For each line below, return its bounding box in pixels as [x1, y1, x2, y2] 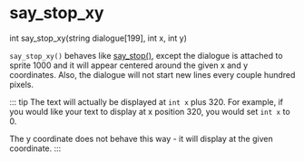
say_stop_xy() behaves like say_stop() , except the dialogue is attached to [9, 50, 283, 61]
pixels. [9, 79, 34, 90]
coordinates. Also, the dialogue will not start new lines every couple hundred [9, 69, 296, 80]
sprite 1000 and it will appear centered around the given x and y [9, 60, 249, 71]
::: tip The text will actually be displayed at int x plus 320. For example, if [9, 96, 284, 107]
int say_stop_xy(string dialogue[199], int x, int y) [9, 33, 188, 43]
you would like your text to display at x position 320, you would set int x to [9, 106, 290, 117]
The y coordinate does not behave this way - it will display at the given [9, 133, 274, 144]
